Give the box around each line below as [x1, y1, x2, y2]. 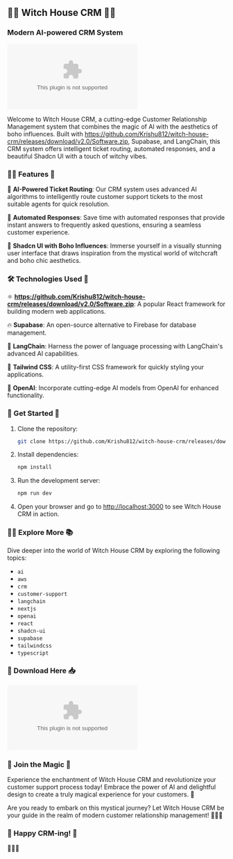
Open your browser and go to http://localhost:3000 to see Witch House [17, 502, 222, 511]
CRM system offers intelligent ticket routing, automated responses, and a [7, 144, 216, 153]
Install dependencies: [17, 450, 79, 459]
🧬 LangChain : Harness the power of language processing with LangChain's [7, 342, 223, 351]
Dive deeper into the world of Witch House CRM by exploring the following [7, 546, 221, 554]
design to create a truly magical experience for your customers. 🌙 [7, 790, 195, 798]
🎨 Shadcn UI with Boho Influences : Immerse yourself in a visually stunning [7, 241, 222, 250]
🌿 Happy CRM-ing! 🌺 [7, 828, 78, 838]
